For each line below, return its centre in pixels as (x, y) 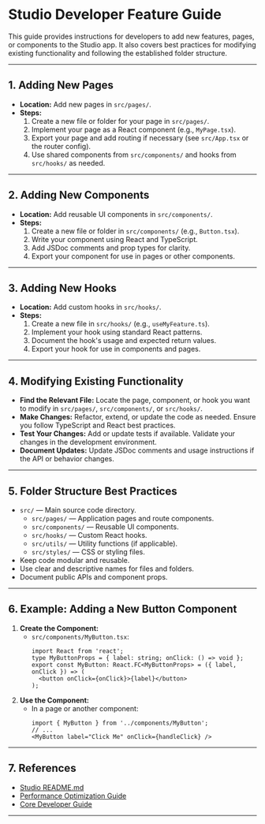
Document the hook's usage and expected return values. (124, 341)
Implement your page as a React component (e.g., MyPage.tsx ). (134, 129)
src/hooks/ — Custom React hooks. (89, 535)
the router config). (61, 146)
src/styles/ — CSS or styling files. (88, 552)
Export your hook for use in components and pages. (116, 349)
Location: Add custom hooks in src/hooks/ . (90, 307)
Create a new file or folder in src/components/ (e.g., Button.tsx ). (135, 231)
